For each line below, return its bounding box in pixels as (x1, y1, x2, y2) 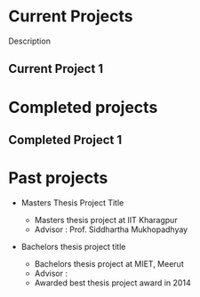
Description (8, 36, 51, 46)
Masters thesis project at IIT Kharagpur (34, 214, 179, 225)
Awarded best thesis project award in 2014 (34, 277, 192, 288)
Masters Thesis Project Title (20, 197, 124, 208)
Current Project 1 (8, 61, 104, 76)
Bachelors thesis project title (20, 241, 126, 252)
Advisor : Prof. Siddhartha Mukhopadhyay (34, 224, 188, 235)
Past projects (8, 168, 108, 189)
